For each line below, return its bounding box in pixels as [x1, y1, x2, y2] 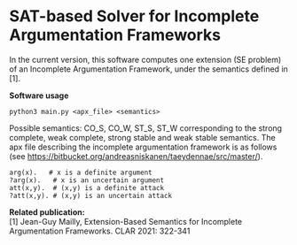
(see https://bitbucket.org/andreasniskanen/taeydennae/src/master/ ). [9, 150, 263, 161]
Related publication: [9, 206, 86, 218]
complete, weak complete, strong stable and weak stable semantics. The [9, 132, 277, 142]
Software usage [9, 90, 69, 101]
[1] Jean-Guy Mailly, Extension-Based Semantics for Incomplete [9, 216, 243, 226]
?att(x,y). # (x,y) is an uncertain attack [9, 191, 173, 200]
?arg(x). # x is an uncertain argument [9, 175, 165, 185]
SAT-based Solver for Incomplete [9, 6, 260, 27]
